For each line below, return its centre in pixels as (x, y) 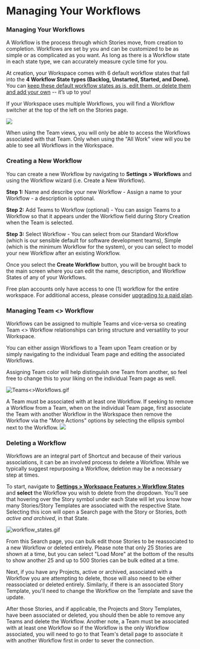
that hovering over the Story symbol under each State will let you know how (99, 499)
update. (15, 597)
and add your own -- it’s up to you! (49, 92)
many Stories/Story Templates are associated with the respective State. (94, 506)
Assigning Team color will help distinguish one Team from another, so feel (97, 372)
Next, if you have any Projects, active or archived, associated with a (89, 572)
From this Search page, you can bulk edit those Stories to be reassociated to (100, 542)
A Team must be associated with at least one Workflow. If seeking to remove (100, 401)
